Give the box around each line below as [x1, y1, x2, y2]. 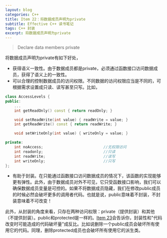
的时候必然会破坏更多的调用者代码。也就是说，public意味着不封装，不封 [12, 191, 161, 198]
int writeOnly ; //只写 [14, 158, 116, 163]
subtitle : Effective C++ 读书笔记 [5, 21, 74, 27]
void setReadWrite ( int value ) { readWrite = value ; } [14, 117, 128, 122]
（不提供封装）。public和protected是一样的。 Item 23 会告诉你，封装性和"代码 [5, 215, 163, 221]
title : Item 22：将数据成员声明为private [5, 17, 86, 22]
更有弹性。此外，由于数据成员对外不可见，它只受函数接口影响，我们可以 [12, 179, 161, 185]
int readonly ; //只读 [14, 149, 116, 154]
